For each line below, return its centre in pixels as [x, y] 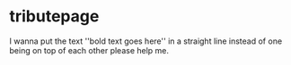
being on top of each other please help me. [89, 50]
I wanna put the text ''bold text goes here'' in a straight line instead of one [146, 41]
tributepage [54, 16]
